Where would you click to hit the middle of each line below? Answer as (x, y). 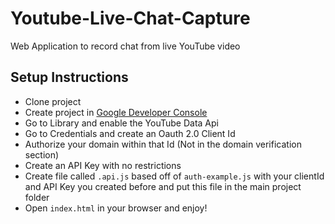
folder (37, 197)
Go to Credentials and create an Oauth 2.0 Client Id (130, 133)
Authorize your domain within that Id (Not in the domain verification (163, 144)
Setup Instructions (69, 77)
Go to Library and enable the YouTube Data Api (121, 123)
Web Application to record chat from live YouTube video (125, 46)
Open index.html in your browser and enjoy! (116, 208)
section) (42, 154)
